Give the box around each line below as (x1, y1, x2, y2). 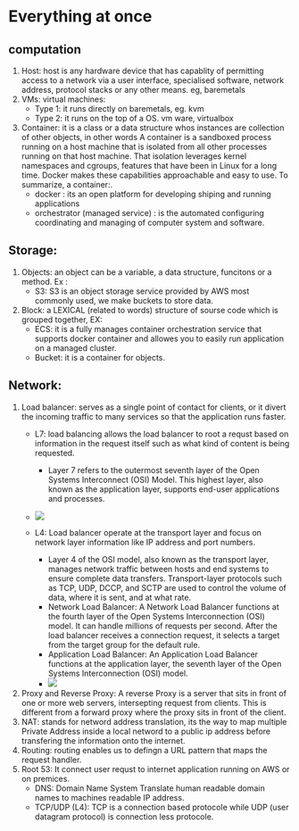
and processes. (47, 493, 105, 503)
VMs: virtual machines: (21, 94, 106, 104)
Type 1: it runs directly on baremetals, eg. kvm (34, 104, 204, 113)
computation (8, 42, 82, 57)
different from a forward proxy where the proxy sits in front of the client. (21, 707, 287, 718)
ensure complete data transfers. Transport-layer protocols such (47, 573, 282, 584)
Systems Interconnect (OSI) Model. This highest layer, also (47, 474, 264, 485)
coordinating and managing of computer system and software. (34, 217, 265, 228)
